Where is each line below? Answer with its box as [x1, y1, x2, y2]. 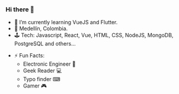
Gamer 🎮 [23, 82, 47, 89]
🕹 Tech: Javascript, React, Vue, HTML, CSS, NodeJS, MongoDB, [14, 32, 174, 39]
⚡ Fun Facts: [14, 52, 45, 59]
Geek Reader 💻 [23, 67, 62, 74]
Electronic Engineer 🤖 [23, 60, 76, 67]
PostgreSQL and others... [14, 40, 76, 47]
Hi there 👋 [5, 5, 35, 14]
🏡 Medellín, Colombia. [14, 25, 68, 32]
